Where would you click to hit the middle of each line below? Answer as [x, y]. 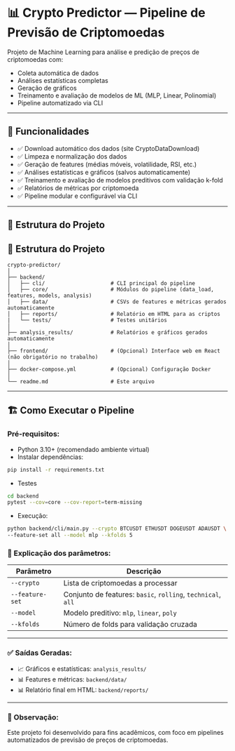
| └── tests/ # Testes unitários [87, 320]
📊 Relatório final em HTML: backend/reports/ [83, 690]
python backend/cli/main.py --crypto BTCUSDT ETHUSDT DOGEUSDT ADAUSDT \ [117, 529]
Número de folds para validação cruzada [130, 625]
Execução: [33, 516]
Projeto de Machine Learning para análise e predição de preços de [103, 52]
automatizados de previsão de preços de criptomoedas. [88, 740]
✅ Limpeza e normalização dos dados [72, 156]
